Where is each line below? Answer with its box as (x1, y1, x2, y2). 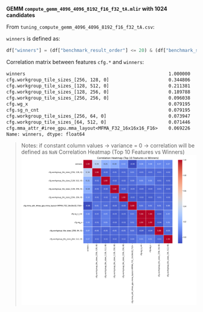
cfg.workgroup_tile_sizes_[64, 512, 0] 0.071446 (6, 119, 190, 125)
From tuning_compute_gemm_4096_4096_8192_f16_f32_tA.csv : (6, 24, 155, 30)
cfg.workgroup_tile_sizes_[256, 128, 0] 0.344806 (6, 77, 190, 83)
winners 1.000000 (6, 71, 190, 77)
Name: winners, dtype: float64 (6, 131, 85, 137)
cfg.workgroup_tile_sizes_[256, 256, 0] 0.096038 (6, 95, 190, 101)
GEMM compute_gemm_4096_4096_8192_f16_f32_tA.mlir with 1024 (6, 5, 167, 12)
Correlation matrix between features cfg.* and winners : (6, 58, 144, 65)
